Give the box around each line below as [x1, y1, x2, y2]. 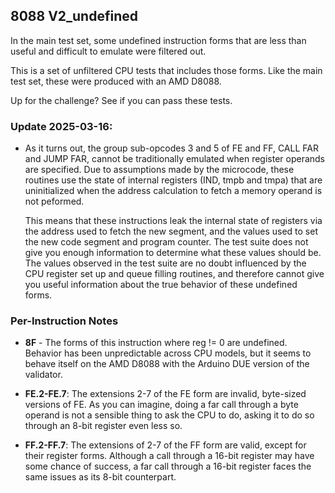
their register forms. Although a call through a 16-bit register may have [24, 450, 315, 462]
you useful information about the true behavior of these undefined [24, 279, 298, 291]
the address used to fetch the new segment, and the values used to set [24, 225, 318, 238]
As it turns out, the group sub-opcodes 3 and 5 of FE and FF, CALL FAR [24, 142, 319, 154]
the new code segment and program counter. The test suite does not [24, 236, 309, 248]
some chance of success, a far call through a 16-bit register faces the [24, 460, 312, 473]
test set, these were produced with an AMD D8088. [10, 75, 222, 87]
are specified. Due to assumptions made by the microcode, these [24, 164, 295, 176]
